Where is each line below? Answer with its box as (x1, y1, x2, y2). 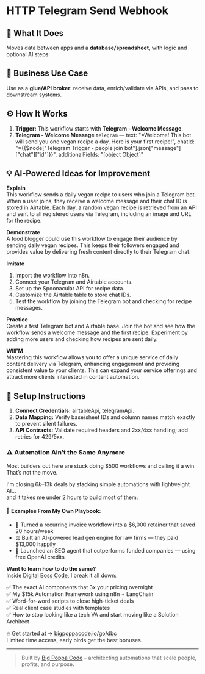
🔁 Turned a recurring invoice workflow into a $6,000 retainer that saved (15, 521, 195, 528)
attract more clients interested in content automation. (6, 373, 140, 381)
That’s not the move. (6, 468, 58, 476)
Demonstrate (6, 229, 41, 236)
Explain (6, 184, 26, 192)
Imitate (6, 260, 25, 267)
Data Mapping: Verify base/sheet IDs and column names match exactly (15, 414, 195, 421)
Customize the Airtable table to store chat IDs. (15, 291, 131, 299)
